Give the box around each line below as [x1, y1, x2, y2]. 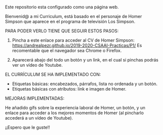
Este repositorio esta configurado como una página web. [5, 4, 119, 10]
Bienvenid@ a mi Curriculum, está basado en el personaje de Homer [5, 14, 142, 19]
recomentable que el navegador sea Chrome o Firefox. [12, 48, 122, 53]
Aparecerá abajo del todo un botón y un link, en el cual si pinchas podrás [12, 57, 159, 62]
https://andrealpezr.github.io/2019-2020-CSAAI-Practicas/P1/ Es [12, 43, 142, 48]
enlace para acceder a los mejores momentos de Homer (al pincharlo [5, 110, 144, 116]
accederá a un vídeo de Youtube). [5, 115, 73, 120]
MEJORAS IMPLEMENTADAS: [5, 95, 65, 101]
